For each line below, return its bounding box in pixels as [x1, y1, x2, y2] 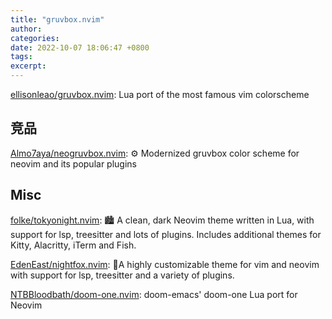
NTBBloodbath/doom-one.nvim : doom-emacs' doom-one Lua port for [10, 288, 298, 300]
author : [10, 24, 43, 34]
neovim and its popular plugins [10, 157, 137, 170]
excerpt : [10, 61, 47, 71]
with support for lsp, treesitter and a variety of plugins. [10, 269, 235, 281]
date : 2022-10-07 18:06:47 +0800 [10, 42, 150, 53]
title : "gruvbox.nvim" [10, 14, 105, 25]
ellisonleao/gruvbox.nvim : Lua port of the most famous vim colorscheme [10, 89, 310, 100]
